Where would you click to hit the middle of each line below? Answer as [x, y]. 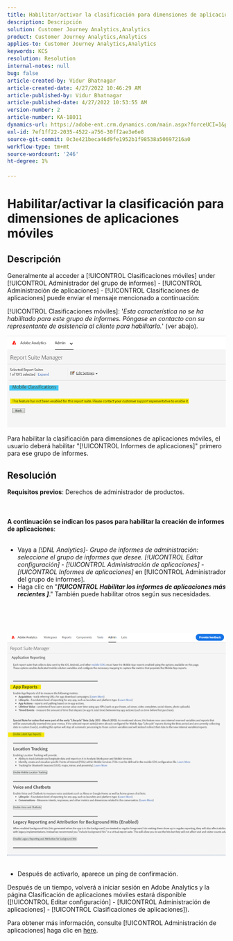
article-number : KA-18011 [44, 117]
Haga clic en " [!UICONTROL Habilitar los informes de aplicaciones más [121, 587]
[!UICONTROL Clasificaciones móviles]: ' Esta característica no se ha [105, 311]
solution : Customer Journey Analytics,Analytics [79, 29]
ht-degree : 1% [28, 161]
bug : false [23, 73]
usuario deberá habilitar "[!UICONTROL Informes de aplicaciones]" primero [114, 446]
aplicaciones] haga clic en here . [53, 931]
